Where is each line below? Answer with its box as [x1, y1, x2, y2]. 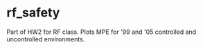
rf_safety [6, 5, 60, 21]
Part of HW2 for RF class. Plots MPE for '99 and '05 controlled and [6, 28, 197, 36]
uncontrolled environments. [6, 35, 85, 43]
